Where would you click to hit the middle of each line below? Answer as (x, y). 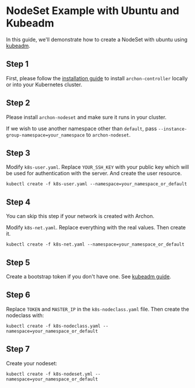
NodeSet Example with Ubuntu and (93, 11)
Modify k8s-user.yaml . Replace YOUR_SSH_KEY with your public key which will (97, 167)
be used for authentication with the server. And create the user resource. (94, 173)
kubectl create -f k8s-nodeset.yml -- (53, 374)
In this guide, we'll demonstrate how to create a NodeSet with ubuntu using (97, 39)
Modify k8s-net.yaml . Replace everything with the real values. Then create (96, 227)
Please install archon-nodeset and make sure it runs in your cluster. (86, 117)
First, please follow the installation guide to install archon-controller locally (97, 78)
